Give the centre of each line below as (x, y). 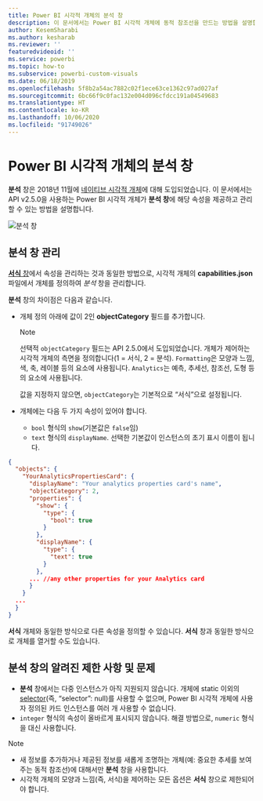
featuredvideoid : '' (42, 52)
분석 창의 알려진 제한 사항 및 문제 (82, 668)
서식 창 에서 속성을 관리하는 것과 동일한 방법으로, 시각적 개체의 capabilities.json (130, 273)
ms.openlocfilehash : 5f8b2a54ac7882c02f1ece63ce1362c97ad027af (113, 88)
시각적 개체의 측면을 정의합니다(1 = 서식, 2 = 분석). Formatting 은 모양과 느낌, (137, 358)
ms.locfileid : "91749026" (50, 125)
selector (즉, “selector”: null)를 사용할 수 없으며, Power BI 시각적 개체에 (129, 698)
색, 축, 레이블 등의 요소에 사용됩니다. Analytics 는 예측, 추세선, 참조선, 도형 (133, 368)
